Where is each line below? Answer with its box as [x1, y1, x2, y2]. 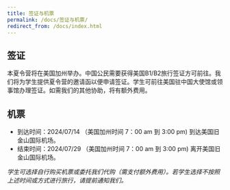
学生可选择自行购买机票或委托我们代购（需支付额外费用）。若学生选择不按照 [7, 168, 220, 176]
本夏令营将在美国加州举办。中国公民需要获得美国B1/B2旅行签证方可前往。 [7, 69, 216, 77]
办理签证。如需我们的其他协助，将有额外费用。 [18, 86, 151, 94]
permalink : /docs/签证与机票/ [7, 16, 88, 23]
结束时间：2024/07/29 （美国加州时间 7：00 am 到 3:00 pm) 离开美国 [16, 145, 214, 152]
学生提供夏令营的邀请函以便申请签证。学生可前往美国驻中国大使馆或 [25, 78, 217, 86]
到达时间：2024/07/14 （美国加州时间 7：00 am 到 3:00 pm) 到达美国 [16, 128, 214, 135]
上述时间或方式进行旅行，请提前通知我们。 [7, 176, 127, 185]
